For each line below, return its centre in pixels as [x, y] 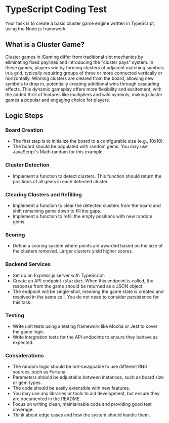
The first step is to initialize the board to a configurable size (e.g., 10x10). [88, 141]
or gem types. [27, 383]
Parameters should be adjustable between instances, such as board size [88, 377]
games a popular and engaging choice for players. [58, 100]
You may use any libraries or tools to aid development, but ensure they [86, 394]
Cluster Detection [27, 165]
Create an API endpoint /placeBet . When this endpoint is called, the [83, 281]
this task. [22, 302]
